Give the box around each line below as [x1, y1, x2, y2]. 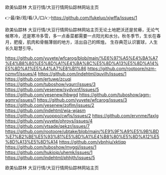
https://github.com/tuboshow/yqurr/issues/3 [5, 81, 96, 87]
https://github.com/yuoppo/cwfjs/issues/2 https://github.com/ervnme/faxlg [5, 113, 159, 118]
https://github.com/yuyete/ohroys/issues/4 [5, 118, 93, 124]
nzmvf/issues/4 [5, 71, 37, 76]
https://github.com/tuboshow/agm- [79, 92, 152, 98]
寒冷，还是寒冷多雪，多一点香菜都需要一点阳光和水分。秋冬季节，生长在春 [9, 33, 161, 38]
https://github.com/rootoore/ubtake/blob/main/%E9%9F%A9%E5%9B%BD [5, 129, 159, 134]
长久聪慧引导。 [5, 45, 36, 51]
